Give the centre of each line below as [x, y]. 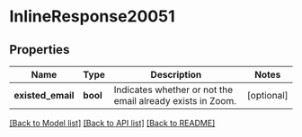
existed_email [44, 95]
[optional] [267, 95]
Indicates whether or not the [173, 90]
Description [176, 75]
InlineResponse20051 [92, 17]
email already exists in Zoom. [175, 101]
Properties [40, 50]
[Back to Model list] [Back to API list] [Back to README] [112, 123]
